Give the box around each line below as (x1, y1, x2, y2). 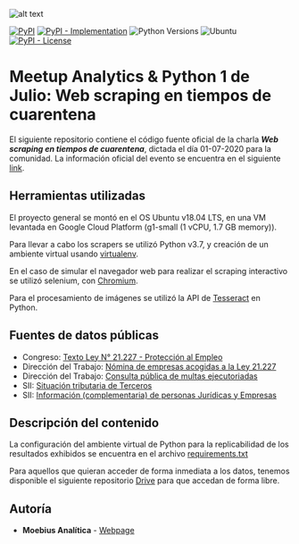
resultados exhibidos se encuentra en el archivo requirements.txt (9, 448, 248, 459)
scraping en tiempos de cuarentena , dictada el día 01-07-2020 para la (9, 143, 271, 154)
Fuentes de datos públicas (9, 328, 159, 343)
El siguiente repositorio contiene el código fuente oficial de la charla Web (9, 134, 279, 145)
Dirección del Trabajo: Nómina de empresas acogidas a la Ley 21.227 (21, 361, 277, 372)
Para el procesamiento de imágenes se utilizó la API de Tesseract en (9, 292, 262, 303)
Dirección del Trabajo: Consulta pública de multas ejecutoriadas (21, 371, 258, 381)
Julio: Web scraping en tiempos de (9, 86, 272, 106)
